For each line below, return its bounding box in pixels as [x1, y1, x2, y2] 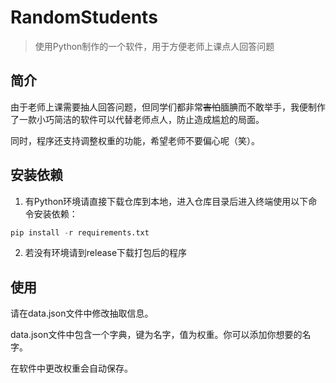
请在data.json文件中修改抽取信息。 [10, 307, 154, 320]
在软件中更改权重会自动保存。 [10, 362, 133, 375]
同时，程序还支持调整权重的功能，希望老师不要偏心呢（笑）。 [10, 134, 260, 146]
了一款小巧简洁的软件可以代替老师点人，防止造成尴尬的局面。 [10, 113, 265, 125]
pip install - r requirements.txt [10, 227, 150, 238]
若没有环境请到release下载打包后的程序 [24, 247, 188, 259]
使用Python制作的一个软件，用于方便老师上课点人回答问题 [34, 40, 275, 52]
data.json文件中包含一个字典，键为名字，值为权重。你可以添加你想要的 [10, 329, 303, 341]
